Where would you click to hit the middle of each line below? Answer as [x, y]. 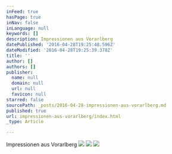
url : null [24, 89]
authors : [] [21, 67]
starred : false [25, 100]
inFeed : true [22, 12]
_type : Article [25, 122]
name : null [25, 78]
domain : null [28, 84]
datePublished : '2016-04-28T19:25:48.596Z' [61, 45]
